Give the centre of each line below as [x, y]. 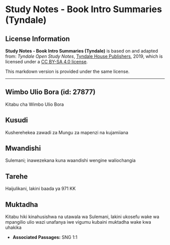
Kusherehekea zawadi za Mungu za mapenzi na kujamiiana [67, 132]
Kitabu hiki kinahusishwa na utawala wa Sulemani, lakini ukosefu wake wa [82, 217]
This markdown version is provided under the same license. [68, 71]
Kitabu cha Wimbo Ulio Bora [35, 104]
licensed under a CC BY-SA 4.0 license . [47, 62]
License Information [37, 39]
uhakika [13, 228]
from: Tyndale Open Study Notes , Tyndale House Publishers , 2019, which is [84, 56]
